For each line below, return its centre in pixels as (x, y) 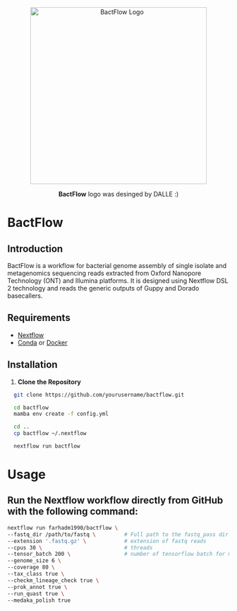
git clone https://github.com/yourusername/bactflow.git (99, 395)
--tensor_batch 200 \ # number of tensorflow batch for (116, 554)
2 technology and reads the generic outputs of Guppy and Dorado (103, 288)
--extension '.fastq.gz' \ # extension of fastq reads (107, 541)
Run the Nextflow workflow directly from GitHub (115, 500)
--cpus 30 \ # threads (80, 547)
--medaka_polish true (39, 600)
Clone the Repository (49, 382)
